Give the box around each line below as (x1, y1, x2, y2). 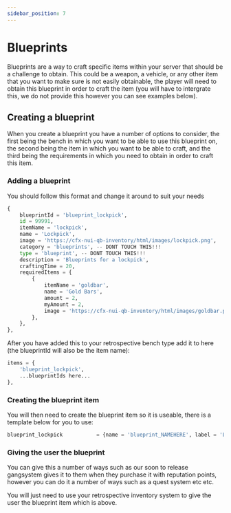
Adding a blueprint (7, 176, 71, 186)
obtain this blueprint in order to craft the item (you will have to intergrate (7, 84, 211, 93)
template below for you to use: (7, 417, 94, 426)
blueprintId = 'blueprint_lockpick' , (19, 211, 128, 219)
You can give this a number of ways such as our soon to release (7, 463, 189, 472)
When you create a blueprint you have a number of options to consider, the (7, 130, 220, 138)
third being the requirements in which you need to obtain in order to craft (7, 152, 214, 160)
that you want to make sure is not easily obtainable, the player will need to (7, 77, 217, 85)
